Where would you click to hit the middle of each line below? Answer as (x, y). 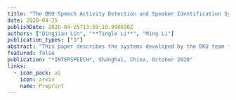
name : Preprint (42, 86)
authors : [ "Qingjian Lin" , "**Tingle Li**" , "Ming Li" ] (91, 33)
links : (17, 66)
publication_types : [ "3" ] (45, 40)
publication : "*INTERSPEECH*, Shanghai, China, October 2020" (100, 60)
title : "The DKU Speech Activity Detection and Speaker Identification (114, 14)
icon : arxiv (37, 79)
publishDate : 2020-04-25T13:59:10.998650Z (70, 27)
